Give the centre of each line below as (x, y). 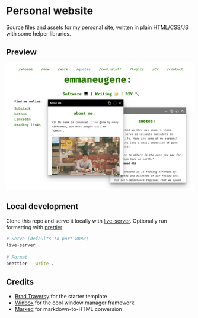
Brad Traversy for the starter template (61, 296)
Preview (22, 52)
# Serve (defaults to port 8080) (47, 239)
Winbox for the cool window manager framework (74, 303)
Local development (42, 206)
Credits (20, 282)
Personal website (50, 11)
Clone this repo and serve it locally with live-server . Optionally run (87, 221)
